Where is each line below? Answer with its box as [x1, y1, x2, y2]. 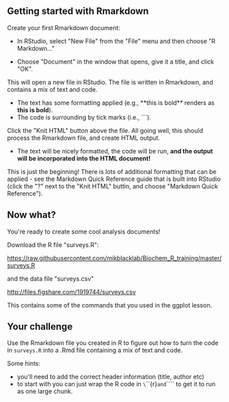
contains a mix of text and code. [7, 85, 98, 93]
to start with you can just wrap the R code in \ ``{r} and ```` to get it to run [16, 380, 216, 388]
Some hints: [7, 360, 41, 368]
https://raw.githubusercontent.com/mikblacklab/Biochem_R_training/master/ [7, 253, 222, 262]
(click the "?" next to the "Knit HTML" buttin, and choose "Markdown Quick [7, 181, 219, 190]
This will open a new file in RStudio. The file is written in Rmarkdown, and [7, 78, 213, 86]
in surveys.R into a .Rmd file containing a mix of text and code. [7, 346, 183, 355]
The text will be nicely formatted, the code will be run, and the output [16, 147, 213, 155]
